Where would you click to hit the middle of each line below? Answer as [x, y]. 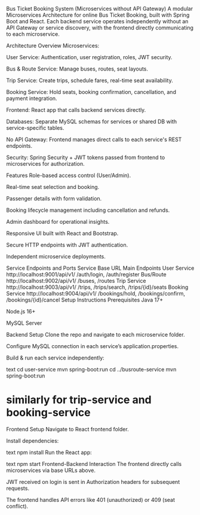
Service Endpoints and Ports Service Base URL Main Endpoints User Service [100, 268]
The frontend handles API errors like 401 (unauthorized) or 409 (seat [90, 499]
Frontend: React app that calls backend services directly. [76, 110]
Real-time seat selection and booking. [53, 187]
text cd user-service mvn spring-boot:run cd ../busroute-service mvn [91, 369]
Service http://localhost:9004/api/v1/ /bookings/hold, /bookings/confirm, [96, 293]
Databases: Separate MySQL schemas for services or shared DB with [92, 121]
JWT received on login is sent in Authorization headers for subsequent [93, 482]
